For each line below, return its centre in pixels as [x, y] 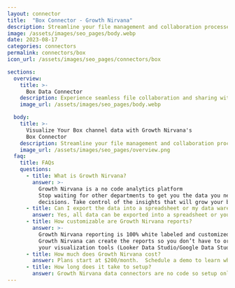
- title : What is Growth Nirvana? [76, 176]
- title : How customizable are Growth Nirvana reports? [109, 221]
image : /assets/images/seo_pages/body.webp [72, 33]
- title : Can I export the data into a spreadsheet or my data [120, 208]
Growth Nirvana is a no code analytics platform [111, 189]
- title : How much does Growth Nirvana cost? [93, 254]
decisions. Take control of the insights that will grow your [131, 202]
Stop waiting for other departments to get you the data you [129, 196]
